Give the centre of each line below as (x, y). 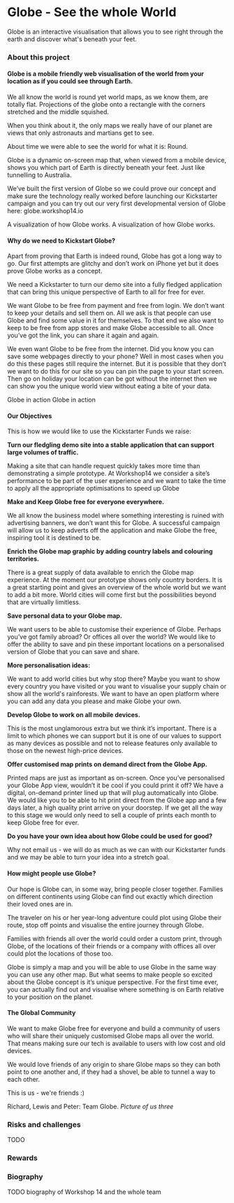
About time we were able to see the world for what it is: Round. (98, 147)
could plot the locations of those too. (60, 953)
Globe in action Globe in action (51, 400)
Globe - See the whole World (92, 12)
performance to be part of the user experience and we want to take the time (117, 481)
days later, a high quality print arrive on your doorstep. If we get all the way (115, 808)
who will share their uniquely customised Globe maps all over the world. (111, 1035)
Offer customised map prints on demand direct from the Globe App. (107, 764)
